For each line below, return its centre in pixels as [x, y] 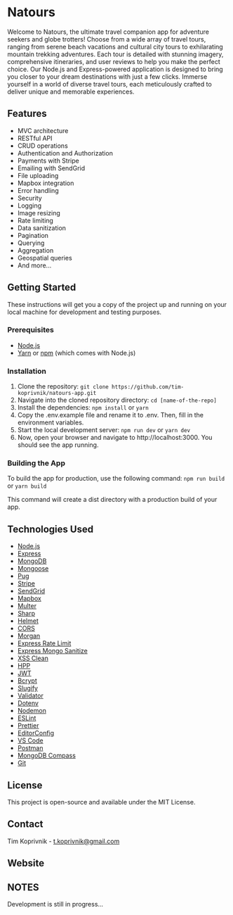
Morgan [29, 636]
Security [29, 198]
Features [27, 114]
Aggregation [35, 250]
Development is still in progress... [55, 904]
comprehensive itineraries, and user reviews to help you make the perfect [114, 61]
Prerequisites [31, 330]
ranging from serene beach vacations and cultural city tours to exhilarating [115, 46]
